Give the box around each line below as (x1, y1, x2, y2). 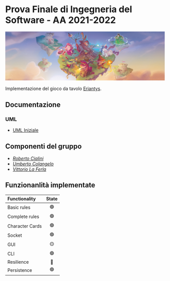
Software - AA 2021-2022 (5, 14, 116, 26)
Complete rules (7, 213, 39, 220)
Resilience (7, 259, 29, 265)
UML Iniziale (12, 127, 39, 133)
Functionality (7, 196, 36, 202)
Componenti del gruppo (5, 142, 82, 150)
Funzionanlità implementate (5, 181, 96, 190)
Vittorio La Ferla (12, 166, 47, 172)
